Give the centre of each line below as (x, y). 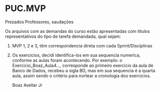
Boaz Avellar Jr (27, 85)
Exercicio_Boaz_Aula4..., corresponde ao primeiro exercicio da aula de (83, 65)
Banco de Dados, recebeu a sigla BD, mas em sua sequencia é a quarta (84, 70)
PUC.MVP (26, 8)
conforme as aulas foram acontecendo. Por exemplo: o (67, 60)
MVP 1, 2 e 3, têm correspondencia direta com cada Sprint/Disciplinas (82, 46)
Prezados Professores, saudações (39, 22)
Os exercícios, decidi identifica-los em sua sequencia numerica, (76, 55)
